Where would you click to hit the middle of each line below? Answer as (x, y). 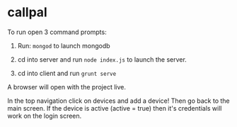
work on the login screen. (45, 116)
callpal (27, 12)
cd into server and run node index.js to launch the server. (102, 59)
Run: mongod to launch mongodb (64, 45)
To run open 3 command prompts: (57, 32)
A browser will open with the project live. (67, 87)
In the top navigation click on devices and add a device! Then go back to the (118, 101)
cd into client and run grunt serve (67, 73)
